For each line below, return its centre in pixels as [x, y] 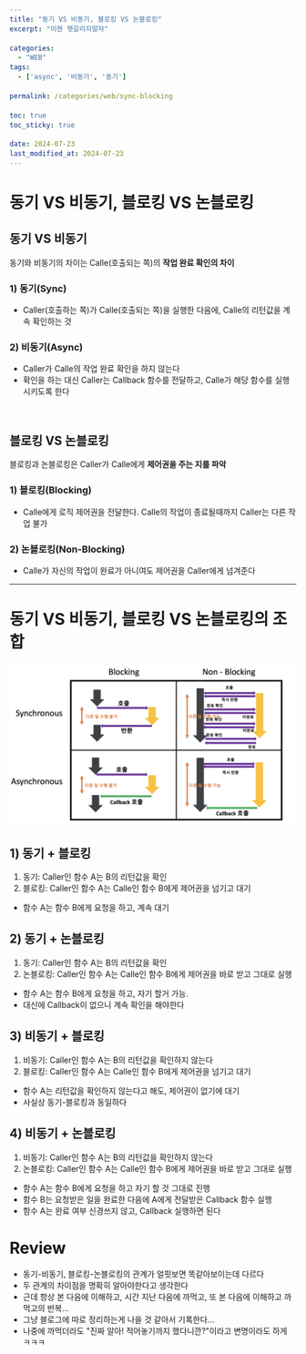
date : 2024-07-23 [42, 144]
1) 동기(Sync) [38, 289]
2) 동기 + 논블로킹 [57, 939]
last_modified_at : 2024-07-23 [67, 154]
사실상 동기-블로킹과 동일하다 [75, 1102]
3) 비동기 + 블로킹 [57, 1037]
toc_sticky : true [42, 125]
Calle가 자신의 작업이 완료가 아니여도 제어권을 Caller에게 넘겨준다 [139, 570]
